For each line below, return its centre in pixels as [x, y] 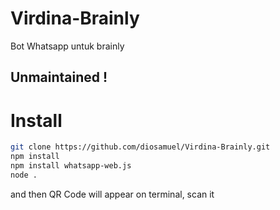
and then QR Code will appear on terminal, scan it [112, 194]
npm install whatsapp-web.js [71, 166]
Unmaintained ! [59, 77]
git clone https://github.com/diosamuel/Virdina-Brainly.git [140, 147]
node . [24, 175]
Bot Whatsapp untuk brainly [67, 46]
